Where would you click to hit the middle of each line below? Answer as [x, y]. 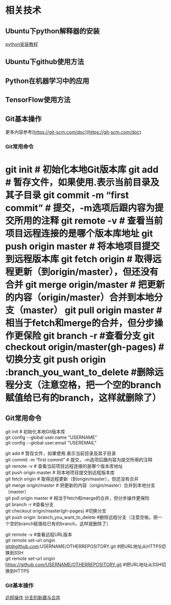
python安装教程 [22, 44]
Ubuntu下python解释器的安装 [53, 31]
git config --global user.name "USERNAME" [51, 437]
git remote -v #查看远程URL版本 [39, 534]
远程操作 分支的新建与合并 [33, 598]
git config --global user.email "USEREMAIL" [51, 442]
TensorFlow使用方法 [38, 100]
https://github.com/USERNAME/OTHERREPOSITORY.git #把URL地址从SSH [83, 564]
